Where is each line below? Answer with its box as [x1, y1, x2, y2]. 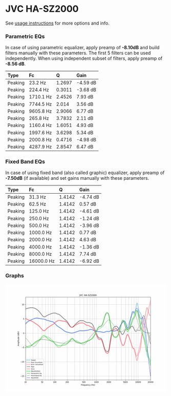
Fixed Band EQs [5, 158, 45, 165]
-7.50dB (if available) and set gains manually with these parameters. [5, 175, 149, 181]
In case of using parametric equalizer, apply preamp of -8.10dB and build [5, 45, 160, 51]
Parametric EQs [5, 33, 45, 40]
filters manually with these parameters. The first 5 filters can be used [5, 50, 151, 56]
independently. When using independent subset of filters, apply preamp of [5, 55, 163, 61]
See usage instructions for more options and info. [5, 20, 110, 26]
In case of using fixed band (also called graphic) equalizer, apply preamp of [5, 170, 165, 176]
